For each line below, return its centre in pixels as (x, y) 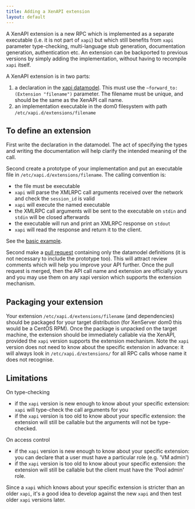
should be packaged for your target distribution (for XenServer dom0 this (94, 322)
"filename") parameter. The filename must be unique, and (114, 94)
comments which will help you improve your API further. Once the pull (90, 265)
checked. (26, 428)
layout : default (26, 17)
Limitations (27, 378)
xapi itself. (18, 64)
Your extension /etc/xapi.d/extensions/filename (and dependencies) (90, 316)
